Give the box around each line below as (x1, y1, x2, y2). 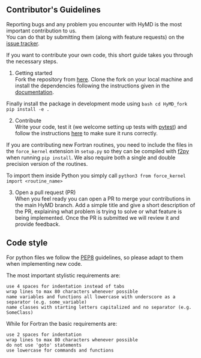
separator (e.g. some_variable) (6, 299, 87, 305)
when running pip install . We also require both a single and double (6, 154, 176, 161)
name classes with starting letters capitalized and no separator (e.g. (6, 304, 192, 310)
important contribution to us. (6, 27, 77, 34)
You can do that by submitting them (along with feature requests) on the (6, 33, 185, 41)
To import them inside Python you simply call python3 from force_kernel (6, 172, 186, 179)
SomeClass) (6, 310, 34, 315)
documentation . (14, 88, 54, 95)
